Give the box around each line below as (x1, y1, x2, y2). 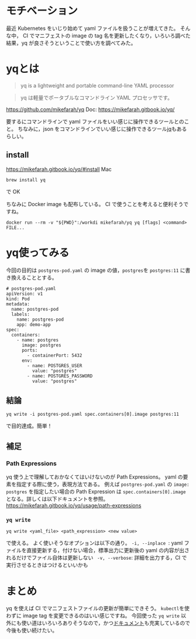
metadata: (6, 301, 30, 307)
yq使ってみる (6, 246, 70, 259)
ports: (21, 347, 38, 353)
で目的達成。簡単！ (6, 422, 53, 429)
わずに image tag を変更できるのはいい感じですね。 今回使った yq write (6, 612, 180, 619)
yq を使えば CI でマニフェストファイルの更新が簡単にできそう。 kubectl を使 (6, 605, 190, 612)
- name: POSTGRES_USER (27, 362, 82, 369)
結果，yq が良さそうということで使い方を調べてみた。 (6, 39, 136, 46)
